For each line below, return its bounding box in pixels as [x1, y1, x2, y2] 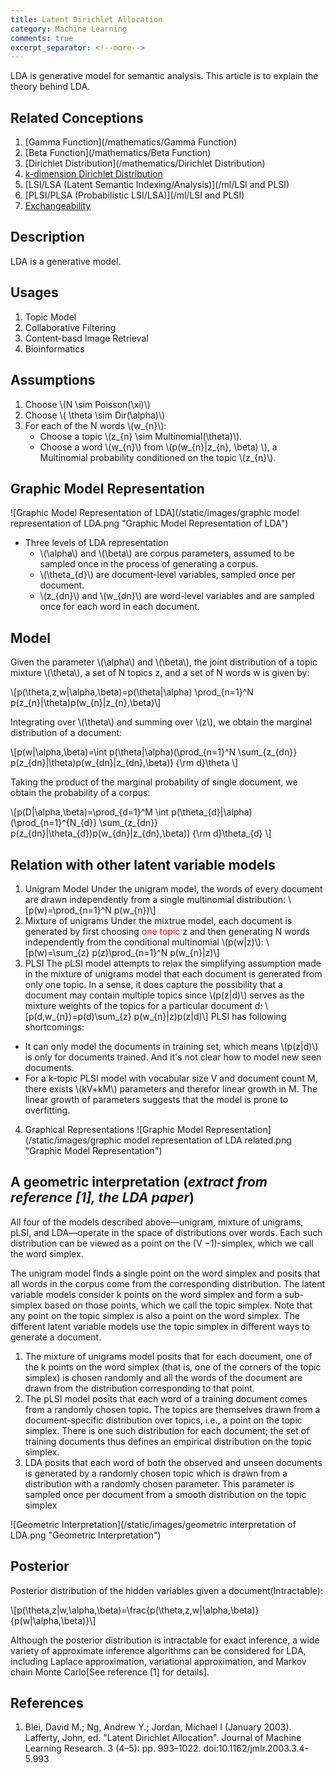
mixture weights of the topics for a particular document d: [24, 999, 263, 1011]
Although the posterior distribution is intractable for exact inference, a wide [10, 1634, 320, 1646]
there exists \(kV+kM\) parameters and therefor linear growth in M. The [24, 1082, 318, 1095]
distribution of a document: [10, 727, 123, 739]
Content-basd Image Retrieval [24, 332, 149, 344]
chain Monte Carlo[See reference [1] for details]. [10, 1666, 210, 1678]
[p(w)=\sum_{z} [24, 946, 90, 958]
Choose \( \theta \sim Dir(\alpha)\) [24, 409, 166, 421]
